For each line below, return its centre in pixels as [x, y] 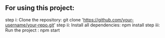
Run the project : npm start [33, 30]
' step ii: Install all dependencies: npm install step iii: [107, 25]
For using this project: [40, 8]
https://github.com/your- [109, 19]
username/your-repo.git [30, 25]
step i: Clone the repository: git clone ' [44, 19]
